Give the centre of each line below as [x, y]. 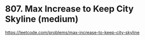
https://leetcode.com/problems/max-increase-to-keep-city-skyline [72, 32]
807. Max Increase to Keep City [69, 9]
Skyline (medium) [42, 19]
